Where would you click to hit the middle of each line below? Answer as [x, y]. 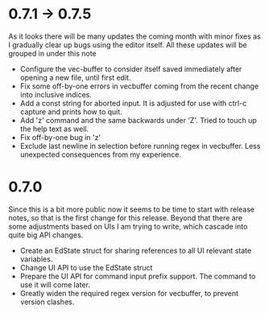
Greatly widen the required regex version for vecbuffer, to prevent [129, 293]
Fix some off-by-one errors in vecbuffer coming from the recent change [139, 86]
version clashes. [47, 302]
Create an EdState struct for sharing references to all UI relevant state [136, 250]
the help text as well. [54, 129]
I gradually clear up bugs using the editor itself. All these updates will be [128, 44]
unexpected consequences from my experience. [101, 154]
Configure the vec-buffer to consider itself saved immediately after [131, 68]
